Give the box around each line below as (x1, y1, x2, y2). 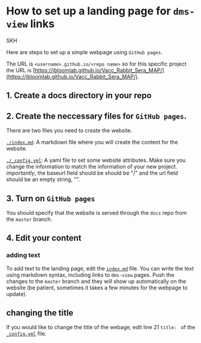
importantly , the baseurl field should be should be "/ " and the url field (6, 170, 178, 177)
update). (6, 290, 27, 297)
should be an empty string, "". (6, 176, 80, 183)
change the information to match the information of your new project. (6, 163, 178, 170)
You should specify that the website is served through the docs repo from (6, 209, 187, 216)
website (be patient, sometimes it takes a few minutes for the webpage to (6, 284, 188, 291)
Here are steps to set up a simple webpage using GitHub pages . (6, 48, 163, 55)
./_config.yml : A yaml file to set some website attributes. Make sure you (6, 156, 186, 164)
